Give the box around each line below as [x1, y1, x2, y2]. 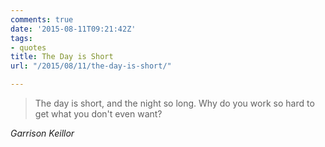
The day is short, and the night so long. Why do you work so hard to [34, 97, 315, 109]
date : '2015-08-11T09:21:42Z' [10, 24, 137, 34]
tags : [10, 33, 33, 43]
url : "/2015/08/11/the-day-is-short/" [10, 61, 172, 71]
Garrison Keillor [10, 127, 75, 139]
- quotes [10, 42, 47, 53]
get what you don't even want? [34, 108, 163, 120]
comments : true [10, 14, 74, 25]
